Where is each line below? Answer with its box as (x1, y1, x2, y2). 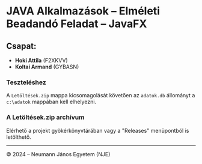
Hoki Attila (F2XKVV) (14, 57, 68, 64)
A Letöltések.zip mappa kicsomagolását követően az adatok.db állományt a (6, 92, 195, 99)
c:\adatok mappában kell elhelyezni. (6, 98, 97, 106)
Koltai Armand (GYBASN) (14, 63, 79, 70)
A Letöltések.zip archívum (6, 113, 85, 121)
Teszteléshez (6, 78, 46, 87)
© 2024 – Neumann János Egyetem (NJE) (6, 150, 111, 157)
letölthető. (6, 133, 31, 141)
